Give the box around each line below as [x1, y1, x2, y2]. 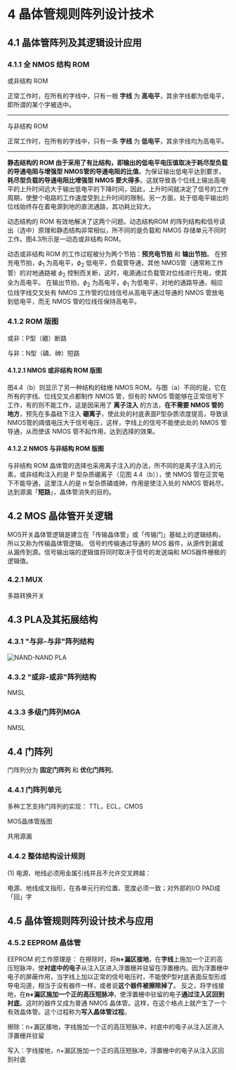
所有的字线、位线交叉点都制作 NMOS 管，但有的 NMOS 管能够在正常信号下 [7, 391, 225, 400]
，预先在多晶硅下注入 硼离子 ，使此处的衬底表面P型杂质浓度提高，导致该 [20, 409, 228, 418]
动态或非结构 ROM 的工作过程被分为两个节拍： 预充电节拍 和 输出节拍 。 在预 [7, 249, 228, 258]
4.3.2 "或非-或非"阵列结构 [7, 672, 97, 681]
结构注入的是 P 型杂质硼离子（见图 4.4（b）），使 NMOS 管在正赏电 [31, 470, 225, 478]
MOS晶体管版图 [7, 817, 53, 826]
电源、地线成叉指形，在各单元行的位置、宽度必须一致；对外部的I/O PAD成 [7, 883, 221, 892]
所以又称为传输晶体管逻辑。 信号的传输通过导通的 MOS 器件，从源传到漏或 [7, 539, 224, 547]
